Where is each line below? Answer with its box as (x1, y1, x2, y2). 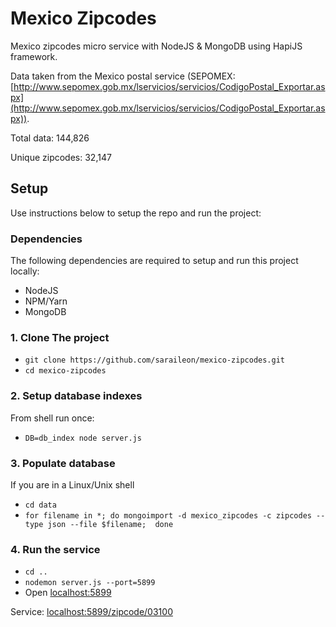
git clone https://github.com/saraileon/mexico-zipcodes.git (24, 355, 286, 366)
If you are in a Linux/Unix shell (10, 478, 135, 491)
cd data (24, 500, 57, 510)
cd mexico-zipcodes (24, 366, 107, 376)
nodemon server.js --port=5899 (24, 578, 156, 588)
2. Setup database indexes (10, 389, 143, 403)
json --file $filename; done (47, 519, 174, 529)
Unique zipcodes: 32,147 (10, 151, 112, 163)
